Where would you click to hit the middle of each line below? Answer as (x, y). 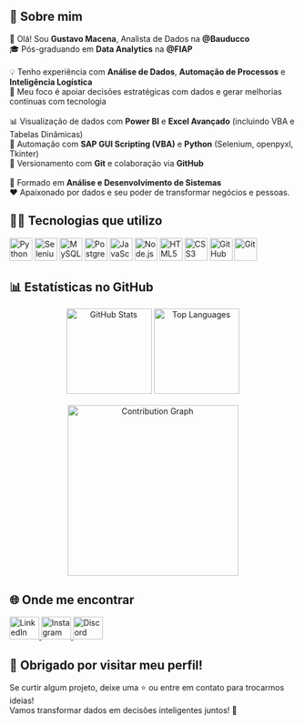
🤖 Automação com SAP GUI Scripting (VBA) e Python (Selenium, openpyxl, (152, 144)
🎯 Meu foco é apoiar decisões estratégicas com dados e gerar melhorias (146, 91)
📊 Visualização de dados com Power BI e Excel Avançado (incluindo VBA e (152, 121)
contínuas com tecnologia (58, 101)
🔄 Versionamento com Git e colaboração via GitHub (106, 163)
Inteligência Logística (51, 82)
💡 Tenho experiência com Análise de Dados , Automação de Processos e (147, 71)
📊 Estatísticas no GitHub (81, 287)
